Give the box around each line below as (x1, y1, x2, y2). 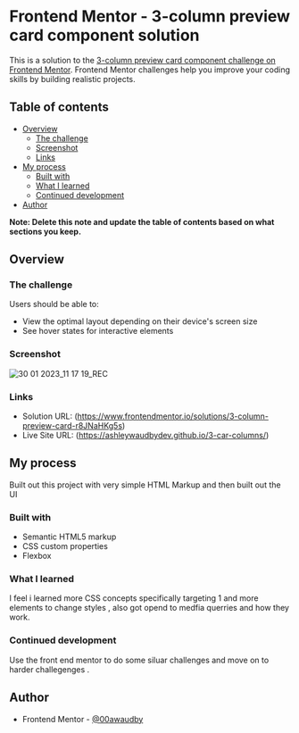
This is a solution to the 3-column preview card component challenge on (9, 54, 277, 65)
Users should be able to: (9, 299, 100, 310)
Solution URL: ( (21, 411, 78, 421)
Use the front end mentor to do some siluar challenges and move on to (9, 654, 270, 665)
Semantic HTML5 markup (21, 531, 117, 542)
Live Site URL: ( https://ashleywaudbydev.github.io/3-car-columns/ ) (21, 430, 270, 441)
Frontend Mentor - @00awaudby (21, 713, 144, 724)
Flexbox (21, 551, 52, 562)
